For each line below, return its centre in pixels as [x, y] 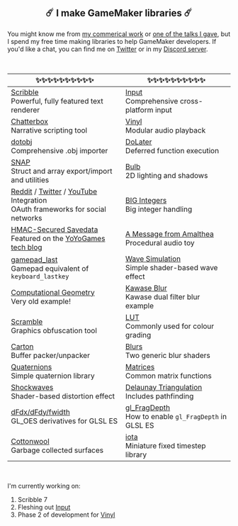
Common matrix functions [169, 376]
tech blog [27, 247]
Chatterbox [29, 121]
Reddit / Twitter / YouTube [54, 191]
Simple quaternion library [53, 376]
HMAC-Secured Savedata [55, 229]
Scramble [27, 321]
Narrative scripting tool [49, 130]
